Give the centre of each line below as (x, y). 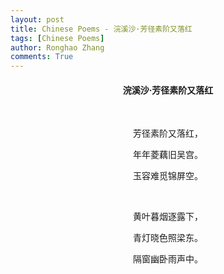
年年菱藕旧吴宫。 (168, 155)
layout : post (37, 19)
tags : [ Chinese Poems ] (57, 38)
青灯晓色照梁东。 (168, 238)
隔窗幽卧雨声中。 (168, 259)
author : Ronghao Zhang (57, 47)
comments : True (42, 57)
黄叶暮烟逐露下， (168, 217)
